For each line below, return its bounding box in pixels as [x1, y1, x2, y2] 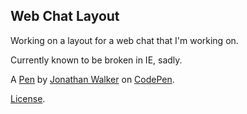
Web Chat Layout [10, 8, 120, 25]
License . [10, 92, 46, 104]
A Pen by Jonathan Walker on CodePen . [10, 73, 175, 85]
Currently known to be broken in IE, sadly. [10, 54, 183, 66]
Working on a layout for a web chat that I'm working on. [10, 34, 239, 46]
